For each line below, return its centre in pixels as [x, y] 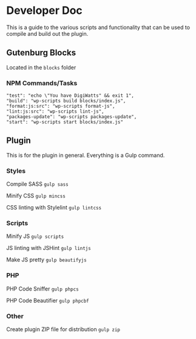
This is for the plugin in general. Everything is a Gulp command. [86, 155]
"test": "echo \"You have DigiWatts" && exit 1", [70, 96]
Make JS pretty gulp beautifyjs [46, 260]
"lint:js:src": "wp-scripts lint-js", [55, 112]
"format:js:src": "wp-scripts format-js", [61, 107]
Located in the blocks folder [41, 67]
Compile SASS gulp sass [37, 184]
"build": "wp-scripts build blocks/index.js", [66, 101]
